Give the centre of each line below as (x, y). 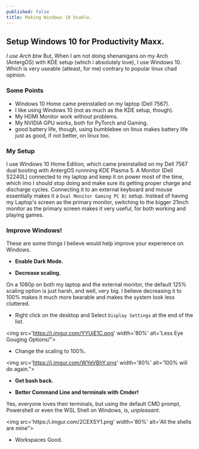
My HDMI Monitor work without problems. (66, 116)
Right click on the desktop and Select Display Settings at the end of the (104, 315)
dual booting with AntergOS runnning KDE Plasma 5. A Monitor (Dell (90, 170)
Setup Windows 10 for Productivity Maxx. (85, 42)
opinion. (16, 75)
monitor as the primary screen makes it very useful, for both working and (96, 208)
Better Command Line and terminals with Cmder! (77, 392)
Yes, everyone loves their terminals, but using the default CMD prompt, (94, 404)
